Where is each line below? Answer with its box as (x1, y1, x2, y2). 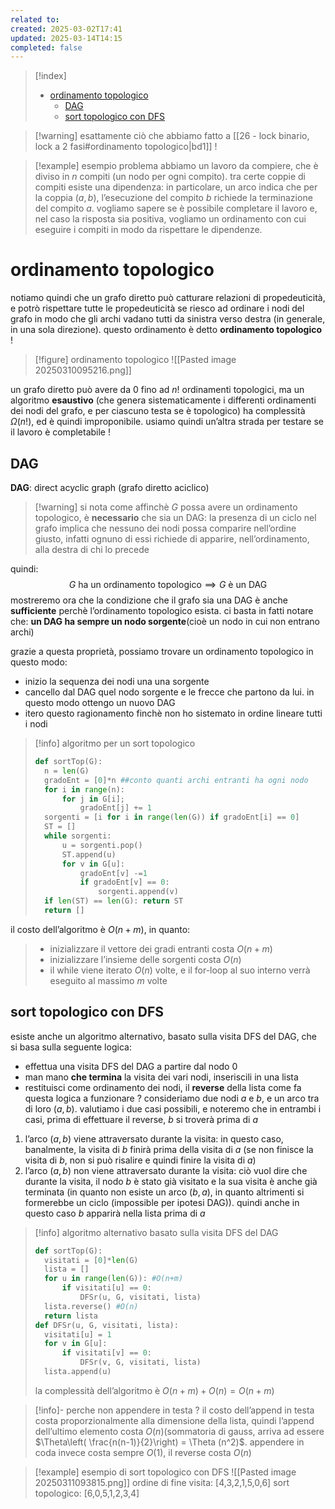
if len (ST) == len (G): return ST (44, 896, 184, 906)
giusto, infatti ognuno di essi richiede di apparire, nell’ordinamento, (34, 533, 310, 545)
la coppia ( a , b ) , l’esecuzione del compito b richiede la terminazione (34, 192, 313, 204)
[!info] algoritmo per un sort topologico (34, 737, 196, 749)
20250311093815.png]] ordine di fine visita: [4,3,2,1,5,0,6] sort (34, 1476, 290, 1488)
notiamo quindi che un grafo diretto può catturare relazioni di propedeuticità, (10, 292, 326, 304)
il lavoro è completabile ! (10, 426, 111, 438)
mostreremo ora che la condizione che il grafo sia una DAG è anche (10, 594, 288, 606)
